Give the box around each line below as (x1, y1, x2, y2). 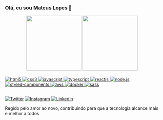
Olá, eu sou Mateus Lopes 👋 (5, 4, 72, 11)
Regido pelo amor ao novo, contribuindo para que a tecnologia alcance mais (5, 105, 159, 111)
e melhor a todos (5, 110, 39, 116)
